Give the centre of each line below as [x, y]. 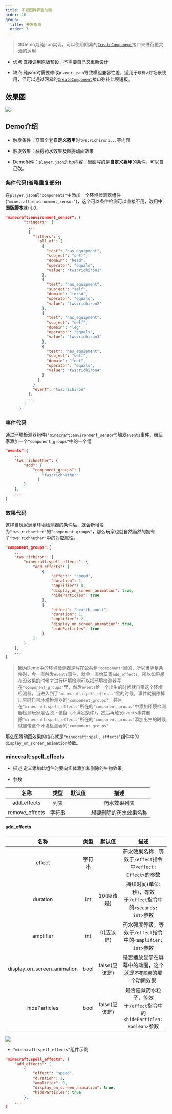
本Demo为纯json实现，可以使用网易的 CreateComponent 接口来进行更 [88, 45]
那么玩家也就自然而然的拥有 [126, 532]
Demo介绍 [22, 127]
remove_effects [26, 813]
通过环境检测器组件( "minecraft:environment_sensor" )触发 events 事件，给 [82, 435]
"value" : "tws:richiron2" [74, 304]
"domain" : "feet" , [66, 361]
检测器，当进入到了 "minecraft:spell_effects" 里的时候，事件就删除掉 [91, 693]
